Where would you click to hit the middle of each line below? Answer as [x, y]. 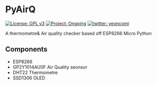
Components [26, 49]
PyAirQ [20, 9]
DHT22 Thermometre [35, 72]
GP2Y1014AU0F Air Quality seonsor [50, 67]
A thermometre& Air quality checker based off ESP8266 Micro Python [78, 33]
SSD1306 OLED [29, 78]
